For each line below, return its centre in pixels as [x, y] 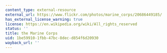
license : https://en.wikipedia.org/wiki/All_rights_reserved [71, 24]
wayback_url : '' [22, 43]
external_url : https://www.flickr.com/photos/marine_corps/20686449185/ [84, 15]
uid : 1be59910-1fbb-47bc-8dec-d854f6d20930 [52, 38]
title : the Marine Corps [31, 33]
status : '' [17, 29]
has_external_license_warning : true [44, 19]
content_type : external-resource [41, 10]
